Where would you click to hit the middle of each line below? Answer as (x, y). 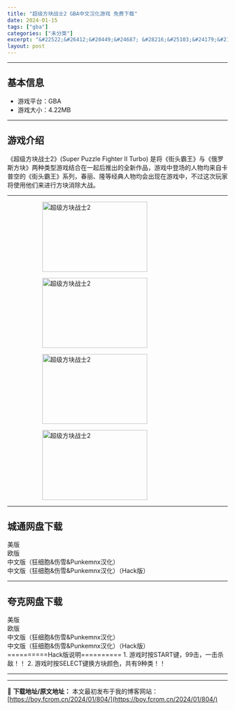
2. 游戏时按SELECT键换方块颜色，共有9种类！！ (97, 663)
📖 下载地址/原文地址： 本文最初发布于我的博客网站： (83, 691)
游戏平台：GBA (39, 101)
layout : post (26, 46)
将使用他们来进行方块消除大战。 (53, 185)
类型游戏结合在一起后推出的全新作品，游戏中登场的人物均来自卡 (136, 167)
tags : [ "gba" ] (28, 27)
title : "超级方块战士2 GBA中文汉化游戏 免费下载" (72, 14)
